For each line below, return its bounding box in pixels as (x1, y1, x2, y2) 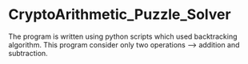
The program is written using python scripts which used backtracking (8, 32, 238, 41)
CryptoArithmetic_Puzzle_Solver (8, 6, 231, 24)
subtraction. (8, 48, 48, 58)
